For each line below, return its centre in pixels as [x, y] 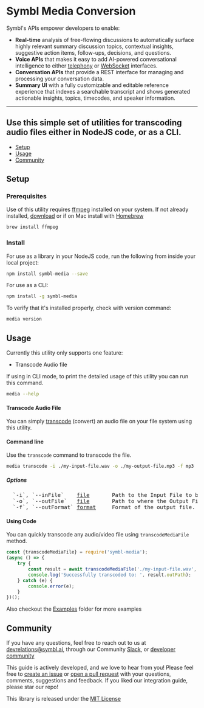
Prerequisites [26, 196]
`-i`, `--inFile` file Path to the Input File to [102, 495]
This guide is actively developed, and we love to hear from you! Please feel [100, 668]
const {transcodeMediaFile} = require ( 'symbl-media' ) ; [77, 552]
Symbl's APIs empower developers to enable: [63, 28]
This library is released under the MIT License [64, 699]
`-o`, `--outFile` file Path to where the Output [101, 501]
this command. [25, 383]
